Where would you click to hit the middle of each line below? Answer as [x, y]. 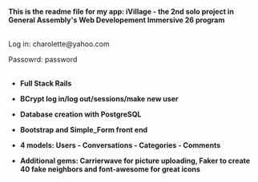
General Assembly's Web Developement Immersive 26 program [117, 20]
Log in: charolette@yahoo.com [59, 44]
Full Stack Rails [46, 83]
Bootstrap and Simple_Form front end [84, 130]
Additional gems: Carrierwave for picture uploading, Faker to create [135, 160]
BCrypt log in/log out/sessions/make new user [99, 99]
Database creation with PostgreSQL [81, 114]
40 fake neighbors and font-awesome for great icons [110, 169]
